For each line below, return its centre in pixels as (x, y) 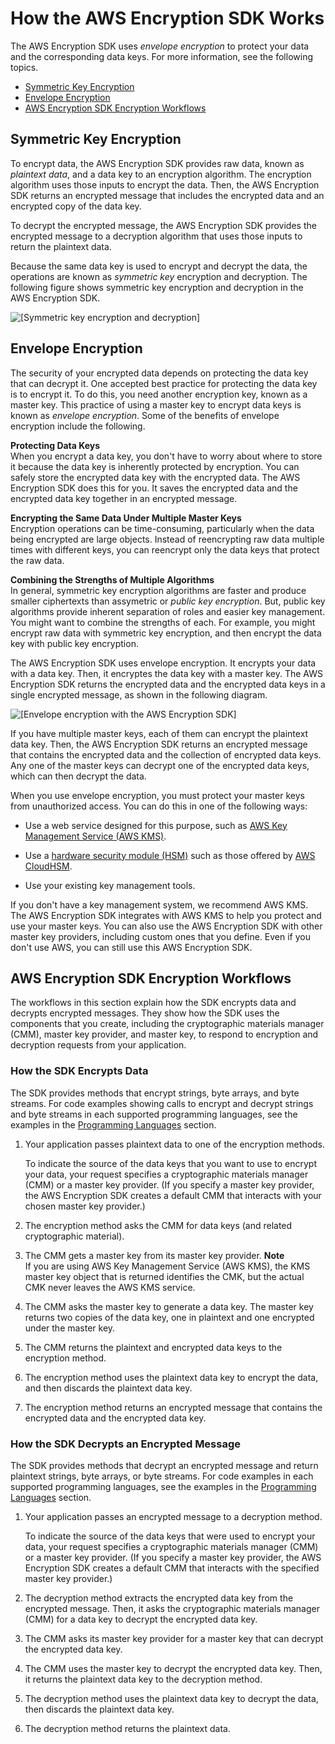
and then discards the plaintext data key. (108, 1388)
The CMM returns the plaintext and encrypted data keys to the (153, 1347)
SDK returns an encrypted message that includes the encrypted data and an (167, 195)
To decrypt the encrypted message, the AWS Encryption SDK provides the (163, 225)
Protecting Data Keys (55, 445)
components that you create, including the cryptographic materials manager (167, 1024)
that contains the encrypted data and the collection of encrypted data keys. (166, 754)
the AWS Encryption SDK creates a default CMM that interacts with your (173, 1195)
